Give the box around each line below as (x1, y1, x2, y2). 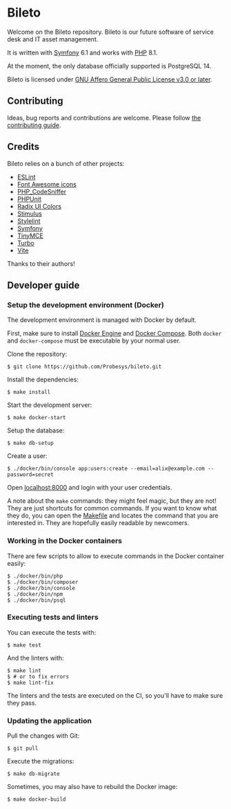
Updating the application (7, 716, 92, 725)
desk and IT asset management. (7, 35, 99, 43)
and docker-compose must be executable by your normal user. (7, 336, 181, 345)
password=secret (7, 471, 54, 478)
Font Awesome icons (17, 180, 77, 188)
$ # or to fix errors (7, 673, 70, 680)
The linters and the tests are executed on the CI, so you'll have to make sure (7, 691, 223, 699)
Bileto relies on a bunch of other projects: (7, 159, 125, 167)
